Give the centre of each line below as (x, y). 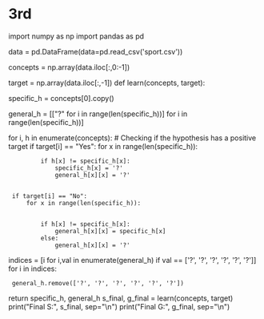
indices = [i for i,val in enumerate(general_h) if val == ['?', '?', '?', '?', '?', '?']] (132, 260)
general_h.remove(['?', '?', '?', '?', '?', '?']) (98, 283)
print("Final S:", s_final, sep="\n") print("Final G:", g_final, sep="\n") (119, 306)
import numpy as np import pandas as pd (76, 36)
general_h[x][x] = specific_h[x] (110, 231)
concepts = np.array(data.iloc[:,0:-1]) (69, 67)
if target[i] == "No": (50, 196)
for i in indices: (33, 269)
